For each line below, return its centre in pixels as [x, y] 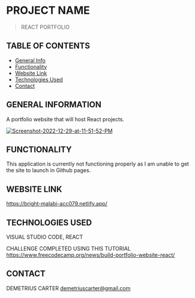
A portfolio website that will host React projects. [65, 119]
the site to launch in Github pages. [49, 170]
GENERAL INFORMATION [54, 105]
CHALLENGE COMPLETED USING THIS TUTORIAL [68, 249]
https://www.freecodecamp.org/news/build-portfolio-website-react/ [91, 255]
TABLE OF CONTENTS [48, 46]
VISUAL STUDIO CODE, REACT [45, 237]
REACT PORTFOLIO [45, 27]
